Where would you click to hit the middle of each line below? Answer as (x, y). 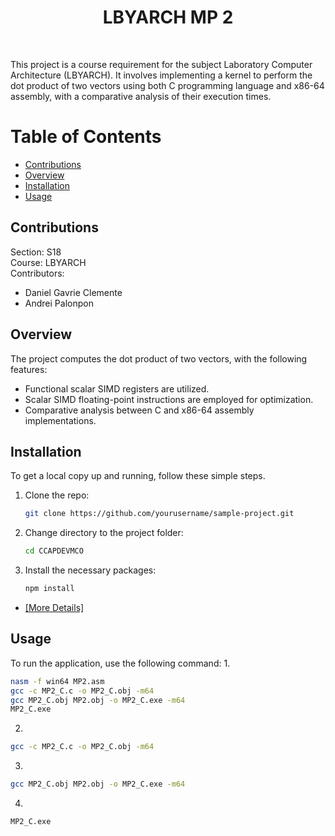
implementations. (60, 420)
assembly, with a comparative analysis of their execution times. (141, 96)
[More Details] (54, 607)
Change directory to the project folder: (104, 533)
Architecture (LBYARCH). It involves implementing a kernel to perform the (161, 75)
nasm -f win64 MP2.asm (57, 681)
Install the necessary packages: (90, 570)
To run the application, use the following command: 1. (120, 663)
